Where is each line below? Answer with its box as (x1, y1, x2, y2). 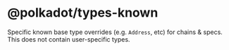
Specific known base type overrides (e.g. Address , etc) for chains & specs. (7, 28, 223, 36)
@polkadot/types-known (7, 5, 159, 21)
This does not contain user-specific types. (7, 35, 130, 43)
